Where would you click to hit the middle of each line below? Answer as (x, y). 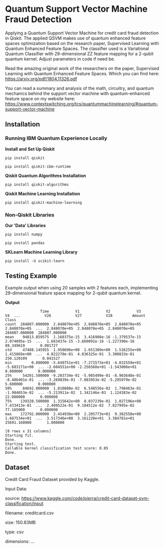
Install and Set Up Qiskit (30, 149)
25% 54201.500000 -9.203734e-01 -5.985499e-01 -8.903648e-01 (73, 375)
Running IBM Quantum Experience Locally (56, 138)
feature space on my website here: (40, 98)
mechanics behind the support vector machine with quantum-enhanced (78, 93)
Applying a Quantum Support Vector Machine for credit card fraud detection (82, 33)
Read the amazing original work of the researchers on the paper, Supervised (82, 68)
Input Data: (16, 489)
